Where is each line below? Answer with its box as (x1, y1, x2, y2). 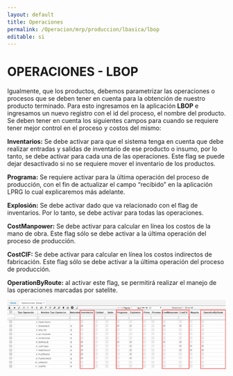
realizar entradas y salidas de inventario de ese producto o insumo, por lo (7, 145, 218, 153)
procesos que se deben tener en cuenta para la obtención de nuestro (7, 95, 206, 103)
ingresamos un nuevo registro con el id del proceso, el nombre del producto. (7, 109, 226, 117)
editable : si (7, 33, 45, 40)
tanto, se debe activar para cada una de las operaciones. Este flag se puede (7, 152, 225, 161)
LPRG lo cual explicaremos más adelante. (7, 188, 126, 196)
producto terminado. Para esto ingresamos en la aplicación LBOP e (7, 101, 199, 111)
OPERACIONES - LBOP (7, 64, 139, 80)
